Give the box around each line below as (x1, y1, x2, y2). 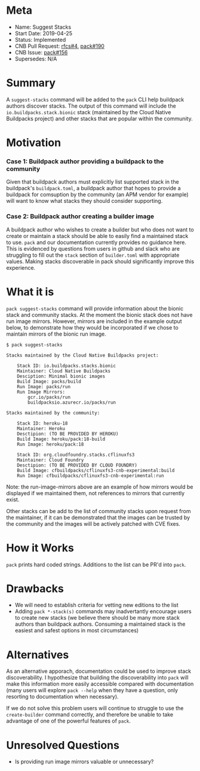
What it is (6, 285, 54, 298)
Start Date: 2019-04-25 (14, 29, 73, 36)
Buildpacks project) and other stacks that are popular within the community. (6, 115, 193, 122)
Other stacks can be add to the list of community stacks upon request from (6, 507, 191, 514)
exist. (6, 496, 20, 503)
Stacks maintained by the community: (6, 410, 100, 416)
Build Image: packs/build (17, 378, 82, 385)
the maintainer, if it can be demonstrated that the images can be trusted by (6, 514, 190, 521)
